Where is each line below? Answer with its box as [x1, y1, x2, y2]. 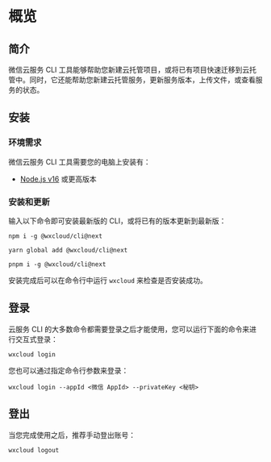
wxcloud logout [8, 446, 60, 454]
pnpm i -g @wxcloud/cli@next [8, 260, 106, 268]
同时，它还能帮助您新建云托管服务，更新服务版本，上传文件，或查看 [29, 75, 256, 85]
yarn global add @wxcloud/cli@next [8, 246, 128, 254]
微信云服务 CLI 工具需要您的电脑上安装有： [8, 156, 151, 166]
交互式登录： [15, 334, 58, 343]
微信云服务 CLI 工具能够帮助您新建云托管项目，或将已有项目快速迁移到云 [8, 65, 250, 74]
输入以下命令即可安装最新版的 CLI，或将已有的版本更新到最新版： [8, 215, 227, 226]
